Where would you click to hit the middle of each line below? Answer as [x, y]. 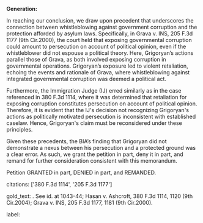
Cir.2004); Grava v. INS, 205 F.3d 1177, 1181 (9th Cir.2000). [79, 203]
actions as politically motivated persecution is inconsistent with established [101, 116]
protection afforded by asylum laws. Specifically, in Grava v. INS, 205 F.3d [100, 34]
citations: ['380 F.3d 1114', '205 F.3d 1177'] [59, 184]
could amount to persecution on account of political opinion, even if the [96, 46]
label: [13, 214]
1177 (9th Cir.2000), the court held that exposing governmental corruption [99, 40]
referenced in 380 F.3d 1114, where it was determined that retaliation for [97, 97]
